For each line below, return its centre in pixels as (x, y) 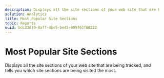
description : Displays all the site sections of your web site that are (81, 10)
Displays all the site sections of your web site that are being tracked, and (78, 65)
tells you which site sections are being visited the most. (61, 71)
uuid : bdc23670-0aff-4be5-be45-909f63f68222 (51, 28)
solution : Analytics (26, 14)
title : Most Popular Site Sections (41, 19)
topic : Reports (20, 23)
